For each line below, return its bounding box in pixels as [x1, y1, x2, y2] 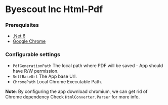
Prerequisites [5, 22, 39, 29]
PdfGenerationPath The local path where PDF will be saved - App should [12, 62, 163, 69]
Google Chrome [12, 38, 46, 44]
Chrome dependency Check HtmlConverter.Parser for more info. [5, 93, 140, 99]
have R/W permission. [12, 68, 59, 74]
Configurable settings [5, 51, 61, 58]
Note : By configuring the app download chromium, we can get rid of [5, 88, 148, 94]
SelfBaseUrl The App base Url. [12, 73, 77, 79]
